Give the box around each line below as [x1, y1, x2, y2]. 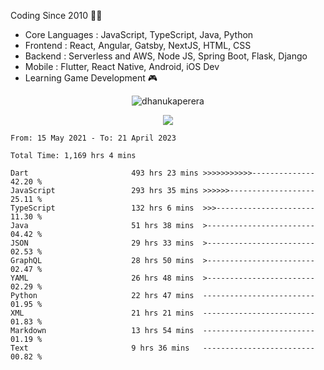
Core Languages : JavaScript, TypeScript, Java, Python [24, 29, 254, 40]
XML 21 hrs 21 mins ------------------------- [10, 308, 315, 318]
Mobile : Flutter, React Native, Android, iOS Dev [24, 61, 220, 72]
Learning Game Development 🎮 [24, 72, 158, 84]
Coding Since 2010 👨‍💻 [10, 10, 103, 21]
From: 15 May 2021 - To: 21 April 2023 [10, 133, 177, 143]
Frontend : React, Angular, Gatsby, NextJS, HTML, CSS [24, 40, 252, 51]
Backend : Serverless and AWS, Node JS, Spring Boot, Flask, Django [24, 50, 308, 62]
